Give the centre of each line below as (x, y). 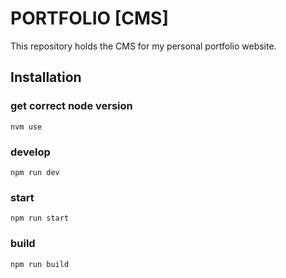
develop (30, 152)
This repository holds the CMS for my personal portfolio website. (143, 46)
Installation (46, 77)
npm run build (40, 264)
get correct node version (71, 106)
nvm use (26, 127)
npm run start (40, 218)
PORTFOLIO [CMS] (89, 18)
